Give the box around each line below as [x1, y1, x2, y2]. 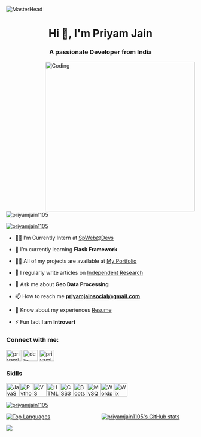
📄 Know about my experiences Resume [14, 306, 112, 314]
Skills [6, 369, 23, 377]
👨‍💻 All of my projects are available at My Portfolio [14, 257, 137, 265]
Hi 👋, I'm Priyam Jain [48, 27, 153, 40]
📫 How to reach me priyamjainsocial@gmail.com [14, 293, 141, 300]
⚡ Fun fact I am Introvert [14, 318, 76, 326]
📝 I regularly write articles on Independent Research [14, 269, 144, 277]
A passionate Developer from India [48, 48, 153, 56]
